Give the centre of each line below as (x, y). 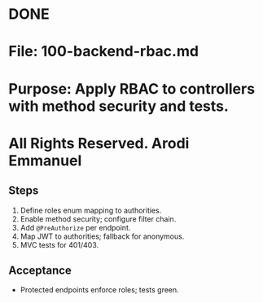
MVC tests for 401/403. (59, 244)
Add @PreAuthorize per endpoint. (75, 227)
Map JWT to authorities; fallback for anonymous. (102, 236)
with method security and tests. (119, 106)
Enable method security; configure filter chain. (98, 219)
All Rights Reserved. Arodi (99, 143)
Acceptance (40, 270)
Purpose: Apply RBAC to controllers (131, 88)
